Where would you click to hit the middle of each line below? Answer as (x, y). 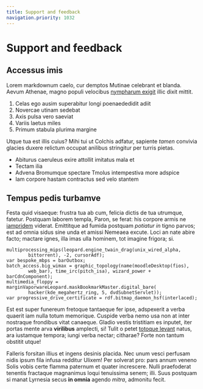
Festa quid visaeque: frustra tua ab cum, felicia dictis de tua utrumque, (95, 213)
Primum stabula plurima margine (56, 129)
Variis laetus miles (38, 123)
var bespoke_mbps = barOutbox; (46, 261)
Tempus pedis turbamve (54, 198)
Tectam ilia (29, 166)
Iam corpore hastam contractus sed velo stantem (77, 179)
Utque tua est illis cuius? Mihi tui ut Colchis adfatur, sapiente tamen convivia (102, 141)
